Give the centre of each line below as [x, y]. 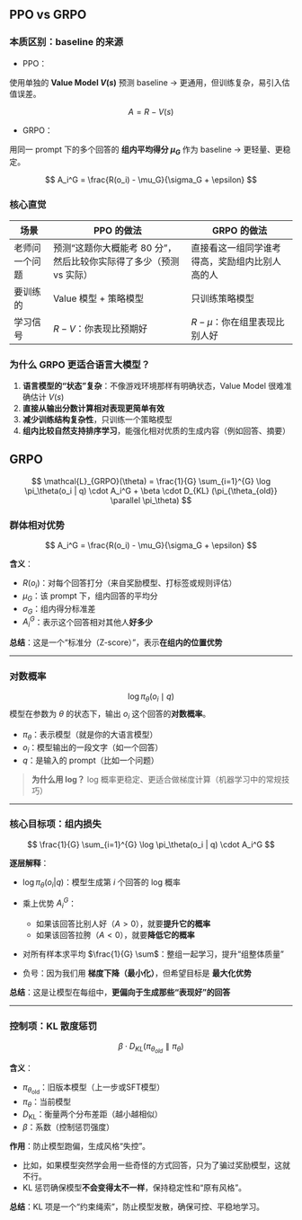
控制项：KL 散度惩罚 [53, 1026]
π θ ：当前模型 [47, 1102]
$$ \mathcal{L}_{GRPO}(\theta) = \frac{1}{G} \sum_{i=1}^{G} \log [151, 481]
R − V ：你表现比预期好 [100, 329]
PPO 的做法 [117, 230]
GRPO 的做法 [240, 230]
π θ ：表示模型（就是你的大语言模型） [90, 735]
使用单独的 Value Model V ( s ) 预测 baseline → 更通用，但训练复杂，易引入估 [150, 82]
